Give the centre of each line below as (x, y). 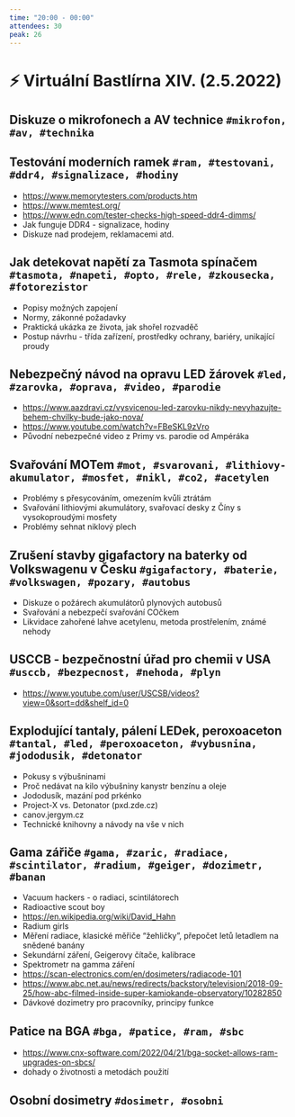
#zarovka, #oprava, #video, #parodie (115, 387)
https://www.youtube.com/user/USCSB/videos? (111, 693)
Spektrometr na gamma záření (78, 965)
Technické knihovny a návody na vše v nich (103, 824)
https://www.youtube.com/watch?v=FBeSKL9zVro (116, 427)
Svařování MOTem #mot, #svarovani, (115, 464)
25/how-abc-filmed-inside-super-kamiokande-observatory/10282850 (152, 993)
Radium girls (45, 926)
